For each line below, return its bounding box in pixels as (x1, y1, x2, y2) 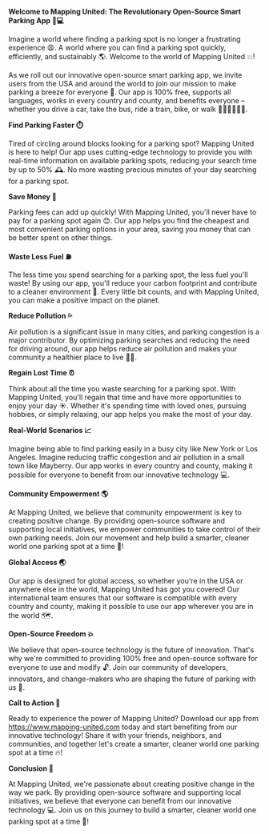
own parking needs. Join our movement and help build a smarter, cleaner (8, 533, 250, 543)
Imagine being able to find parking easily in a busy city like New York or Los (8, 444, 259, 453)
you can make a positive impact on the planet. (8, 295, 160, 305)
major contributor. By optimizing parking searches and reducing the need (8, 335, 250, 345)
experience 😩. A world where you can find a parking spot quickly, (8, 43, 227, 52)
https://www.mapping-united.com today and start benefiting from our (8, 722, 238, 732)
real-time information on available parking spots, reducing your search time (8, 156, 258, 165)
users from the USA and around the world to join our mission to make (8, 79, 237, 88)
